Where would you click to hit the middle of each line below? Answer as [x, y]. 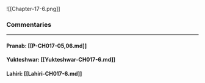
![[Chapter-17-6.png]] [33, 9]
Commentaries [29, 24]
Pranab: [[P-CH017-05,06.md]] [47, 46]
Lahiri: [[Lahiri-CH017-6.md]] [44, 74]
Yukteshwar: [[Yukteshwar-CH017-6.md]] [61, 60]
